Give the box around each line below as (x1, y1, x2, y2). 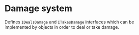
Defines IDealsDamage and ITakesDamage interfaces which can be (4, 19, 135, 25)
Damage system (4, 3, 72, 14)
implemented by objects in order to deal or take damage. (4, 24, 119, 30)
